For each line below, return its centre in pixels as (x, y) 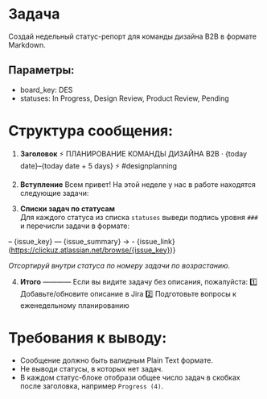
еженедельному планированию (75, 305)
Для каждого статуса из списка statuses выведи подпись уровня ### (139, 217)
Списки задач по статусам (67, 208)
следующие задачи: (54, 193)
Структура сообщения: (91, 131)
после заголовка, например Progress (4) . (91, 386)
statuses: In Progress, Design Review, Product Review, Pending (124, 98)
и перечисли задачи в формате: (75, 226)
